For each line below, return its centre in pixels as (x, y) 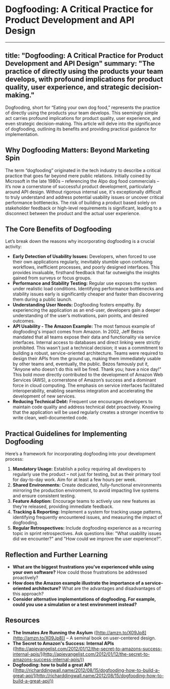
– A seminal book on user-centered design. (111, 638)
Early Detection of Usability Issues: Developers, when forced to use (84, 256)
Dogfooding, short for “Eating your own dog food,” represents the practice (83, 107)
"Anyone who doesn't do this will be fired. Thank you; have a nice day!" (87, 369)
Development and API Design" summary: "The (80, 63)
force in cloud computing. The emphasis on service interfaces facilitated (88, 385)
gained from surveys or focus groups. (52, 278)
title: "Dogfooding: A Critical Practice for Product (84, 56)
